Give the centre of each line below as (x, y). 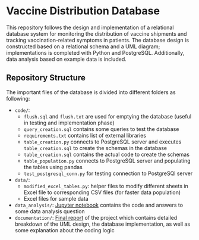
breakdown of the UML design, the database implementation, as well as (102, 224)
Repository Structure (46, 78)
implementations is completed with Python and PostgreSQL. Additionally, (95, 52)
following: (18, 98)
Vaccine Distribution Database (83, 11)
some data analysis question (50, 211)
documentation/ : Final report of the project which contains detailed (96, 217)
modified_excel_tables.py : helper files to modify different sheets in (106, 186)
